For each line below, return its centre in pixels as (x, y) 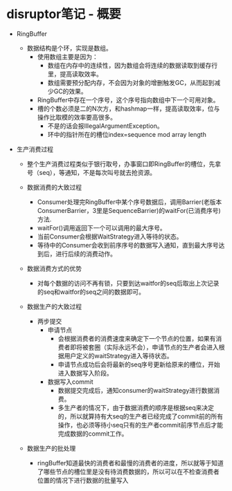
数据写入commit (71, 382)
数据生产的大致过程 (54, 306)
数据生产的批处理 (51, 448)
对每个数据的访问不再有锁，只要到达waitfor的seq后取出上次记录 (128, 283)
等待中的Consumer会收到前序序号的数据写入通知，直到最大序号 (128, 245)
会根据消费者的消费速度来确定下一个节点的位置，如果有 (137, 338)
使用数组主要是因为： (68, 57)
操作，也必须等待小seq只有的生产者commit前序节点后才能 (140, 425)
